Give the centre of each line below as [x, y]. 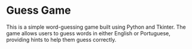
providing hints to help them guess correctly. [61, 39]
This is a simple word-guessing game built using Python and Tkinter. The [96, 27]
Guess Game [39, 10]
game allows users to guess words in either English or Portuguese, [88, 33]
